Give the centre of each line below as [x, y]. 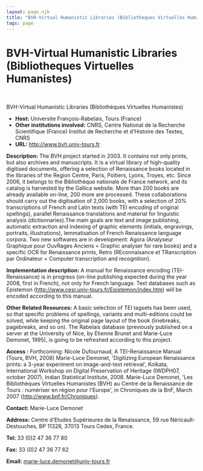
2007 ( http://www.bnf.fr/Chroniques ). [53, 397]
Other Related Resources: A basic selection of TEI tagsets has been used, [99, 308]
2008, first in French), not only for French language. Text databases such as [101, 283]
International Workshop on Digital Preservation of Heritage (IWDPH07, [93, 371]
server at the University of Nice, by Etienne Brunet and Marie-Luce [89, 333]
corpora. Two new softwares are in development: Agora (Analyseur [90, 240]
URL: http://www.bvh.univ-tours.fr [57, 144]
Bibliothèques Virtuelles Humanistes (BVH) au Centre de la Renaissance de [100, 383]
